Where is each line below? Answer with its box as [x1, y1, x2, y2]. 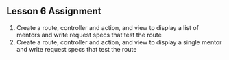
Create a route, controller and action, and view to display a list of [16, 23, 200, 31]
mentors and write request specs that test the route [16, 31, 162, 39]
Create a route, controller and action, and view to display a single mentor [16, 37, 222, 46]
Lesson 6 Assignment [6, 5, 101, 17]
